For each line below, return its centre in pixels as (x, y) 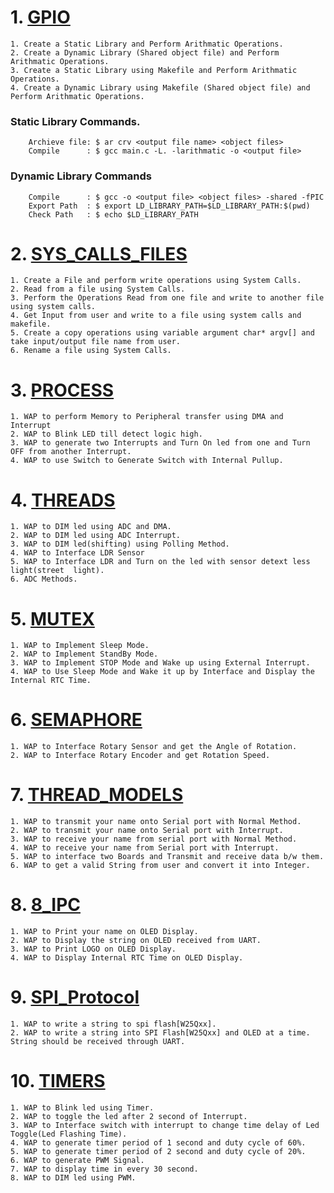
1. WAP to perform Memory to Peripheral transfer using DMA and (147, 417)
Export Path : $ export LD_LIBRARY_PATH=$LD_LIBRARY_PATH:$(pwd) (169, 206)
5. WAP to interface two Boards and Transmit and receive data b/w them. (167, 857)
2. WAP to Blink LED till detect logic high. (106, 434)
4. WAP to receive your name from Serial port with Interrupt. (145, 848)
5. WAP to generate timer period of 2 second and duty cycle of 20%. (158, 1151)
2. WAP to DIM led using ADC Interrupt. (96, 536)
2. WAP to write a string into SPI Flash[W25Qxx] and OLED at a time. (160, 1033)
